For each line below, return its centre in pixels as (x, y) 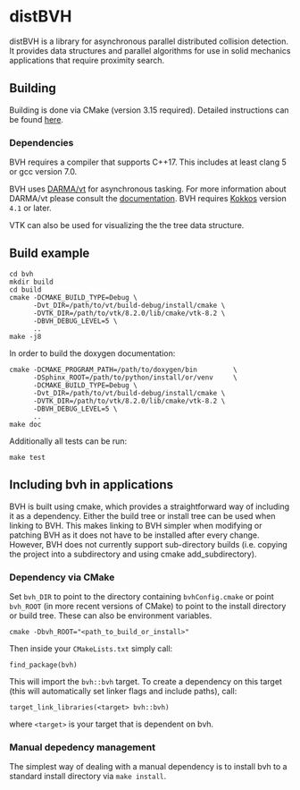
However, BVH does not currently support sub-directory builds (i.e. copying (148, 544)
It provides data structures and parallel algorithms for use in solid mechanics (150, 50)
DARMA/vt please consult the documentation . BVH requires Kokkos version (148, 199)
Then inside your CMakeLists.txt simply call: (91, 648)
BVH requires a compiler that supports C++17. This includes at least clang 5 (148, 162)
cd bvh (21, 274)
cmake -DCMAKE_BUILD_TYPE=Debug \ (74, 297)
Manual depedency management (83, 747)
